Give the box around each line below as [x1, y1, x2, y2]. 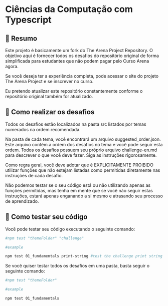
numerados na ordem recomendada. [5, 126, 81, 132]
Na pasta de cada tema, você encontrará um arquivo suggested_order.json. [5, 136, 161, 142]
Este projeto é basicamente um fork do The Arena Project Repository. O [5, 48, 153, 53]
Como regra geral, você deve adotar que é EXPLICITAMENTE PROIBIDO [5, 162, 154, 168]
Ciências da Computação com [5, 4, 133, 15]
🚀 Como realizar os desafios [5, 108, 95, 116]
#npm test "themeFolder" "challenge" [5, 235, 84, 241]
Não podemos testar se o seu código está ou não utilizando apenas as [5, 182, 151, 188]
